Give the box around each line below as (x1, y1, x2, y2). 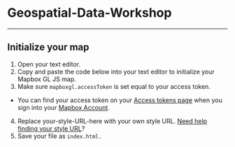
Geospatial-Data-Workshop (7, 5, 172, 21)
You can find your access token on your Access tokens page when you (17, 96, 222, 104)
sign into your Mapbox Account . (17, 103, 110, 111)
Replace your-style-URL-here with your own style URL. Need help (17, 117, 208, 125)
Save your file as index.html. (17, 132, 102, 140)
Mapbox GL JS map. (17, 75, 77, 83)
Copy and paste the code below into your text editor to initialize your (17, 67, 215, 76)
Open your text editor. (17, 59, 81, 68)
